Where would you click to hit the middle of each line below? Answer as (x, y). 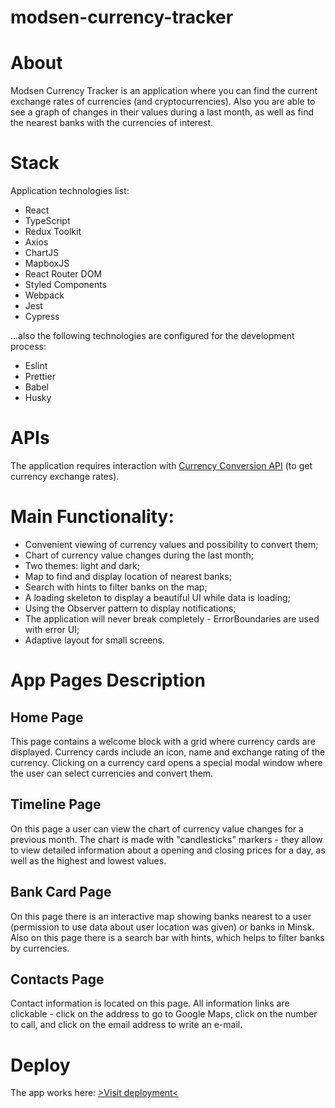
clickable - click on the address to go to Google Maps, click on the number (164, 1014)
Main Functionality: (92, 517)
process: (28, 347)
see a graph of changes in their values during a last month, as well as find (162, 112)
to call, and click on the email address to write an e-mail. (126, 1025)
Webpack (44, 295)
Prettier (40, 377)
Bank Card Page (61, 892)
